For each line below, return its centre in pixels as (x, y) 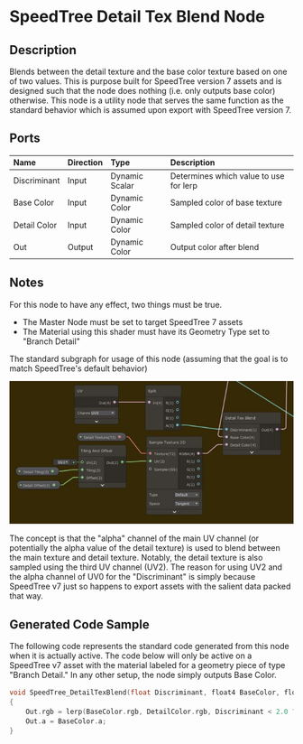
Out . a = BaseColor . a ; (66, 721)
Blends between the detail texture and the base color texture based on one (148, 71)
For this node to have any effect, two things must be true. (116, 304)
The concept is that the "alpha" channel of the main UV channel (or (134, 538)
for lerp (184, 185)
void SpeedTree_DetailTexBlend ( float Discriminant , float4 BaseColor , (145, 693)
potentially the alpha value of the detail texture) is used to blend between (145, 548)
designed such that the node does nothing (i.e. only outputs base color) (142, 91)
